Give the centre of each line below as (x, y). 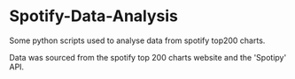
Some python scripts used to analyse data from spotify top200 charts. (137, 40)
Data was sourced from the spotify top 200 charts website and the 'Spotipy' (148, 57)
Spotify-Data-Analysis (94, 16)
